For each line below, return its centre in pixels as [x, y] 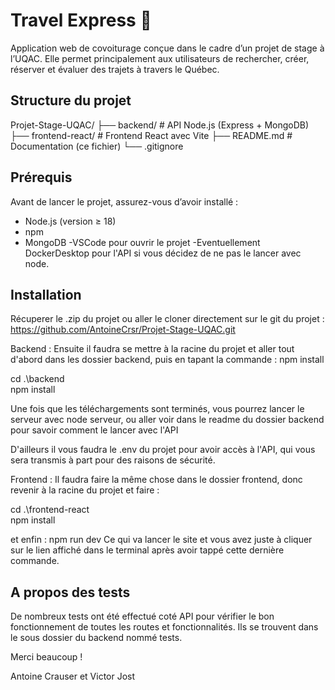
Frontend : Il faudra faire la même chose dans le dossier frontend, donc [156, 480]
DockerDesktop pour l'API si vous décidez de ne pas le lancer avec [163, 253]
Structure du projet [71, 100]
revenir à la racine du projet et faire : [85, 490]
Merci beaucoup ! [46, 657]
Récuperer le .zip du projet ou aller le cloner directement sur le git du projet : [167, 319]
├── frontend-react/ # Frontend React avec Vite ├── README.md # [151, 135]
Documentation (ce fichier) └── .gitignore [97, 146]
